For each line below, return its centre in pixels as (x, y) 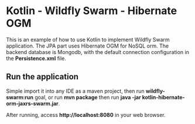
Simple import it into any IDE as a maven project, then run (75, 91)
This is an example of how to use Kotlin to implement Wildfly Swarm (88, 39)
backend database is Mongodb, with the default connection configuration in (97, 52)
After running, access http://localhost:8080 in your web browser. (86, 115)
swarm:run (20, 97)
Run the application (42, 77)
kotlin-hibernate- (164, 97)
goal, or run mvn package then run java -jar (88, 97)
